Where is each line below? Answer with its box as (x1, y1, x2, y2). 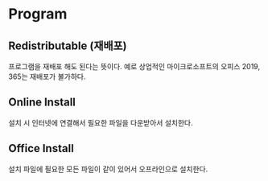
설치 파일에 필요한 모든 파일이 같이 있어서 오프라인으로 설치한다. (8, 164, 208, 174)
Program (8, 5, 68, 23)
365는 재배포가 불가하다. (8, 72, 86, 81)
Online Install (8, 96, 76, 109)
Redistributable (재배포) (8, 39, 127, 52)
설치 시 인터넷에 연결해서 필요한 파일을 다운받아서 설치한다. (8, 117, 193, 127)
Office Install (8, 142, 74, 155)
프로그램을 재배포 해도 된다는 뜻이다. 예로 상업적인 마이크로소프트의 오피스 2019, (8, 62, 260, 71)
